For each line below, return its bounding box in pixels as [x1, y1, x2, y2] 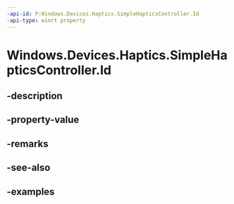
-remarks [6, 138, 49, 150]
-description [6, 90, 63, 102]
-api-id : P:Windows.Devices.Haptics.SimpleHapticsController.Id [6, 10, 199, 18]
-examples [6, 186, 55, 198]
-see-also [6, 162, 51, 174]
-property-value [6, 114, 80, 126]
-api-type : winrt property [6, 17, 86, 24]
